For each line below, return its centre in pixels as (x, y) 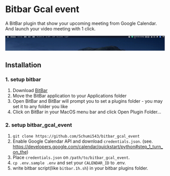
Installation (23, 65)
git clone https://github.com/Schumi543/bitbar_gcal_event (76, 137)
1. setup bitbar (23, 79)
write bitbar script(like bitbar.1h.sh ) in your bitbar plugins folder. (80, 168)
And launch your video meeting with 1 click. (51, 28)
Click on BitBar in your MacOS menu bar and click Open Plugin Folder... (87, 112)
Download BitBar (30, 90)
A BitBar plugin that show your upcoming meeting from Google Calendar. (81, 23)
